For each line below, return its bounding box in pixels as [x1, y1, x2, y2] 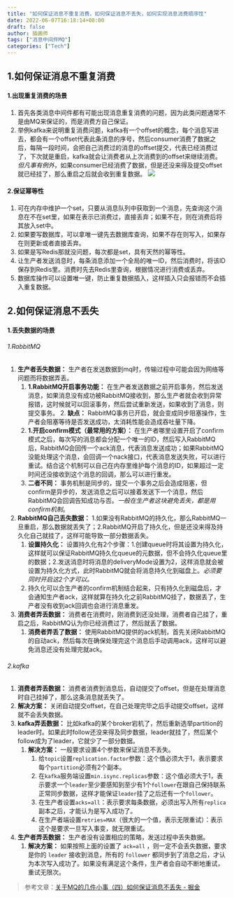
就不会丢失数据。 [17, 710, 67, 719]
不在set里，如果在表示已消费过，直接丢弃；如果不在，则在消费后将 [29, 212, 222, 221]
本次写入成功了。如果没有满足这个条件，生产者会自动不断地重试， [34, 859, 224, 868]
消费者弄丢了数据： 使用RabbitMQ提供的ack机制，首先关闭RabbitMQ [27, 628, 226, 636]
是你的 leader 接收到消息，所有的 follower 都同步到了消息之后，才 [27, 850, 220, 859]
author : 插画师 [7, 29, 48, 37]
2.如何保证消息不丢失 [7, 305, 99, 317]
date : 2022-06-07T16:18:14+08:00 [7, 17, 105, 24]
